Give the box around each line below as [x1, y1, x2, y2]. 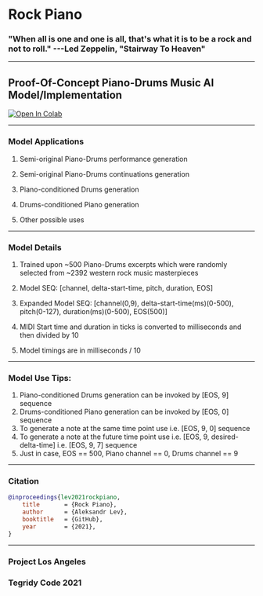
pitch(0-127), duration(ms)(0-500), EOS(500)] [19, 306, 168, 316]
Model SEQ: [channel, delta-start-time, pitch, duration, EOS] [19, 283, 214, 292]
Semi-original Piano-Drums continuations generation [19, 169, 190, 178]
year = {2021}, [22, 522, 96, 531]
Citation [8, 476, 39, 487]
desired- [211, 432, 239, 441]
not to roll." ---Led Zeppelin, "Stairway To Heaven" [8, 43, 206, 54]
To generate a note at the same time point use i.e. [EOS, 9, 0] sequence [19, 424, 250, 433]
